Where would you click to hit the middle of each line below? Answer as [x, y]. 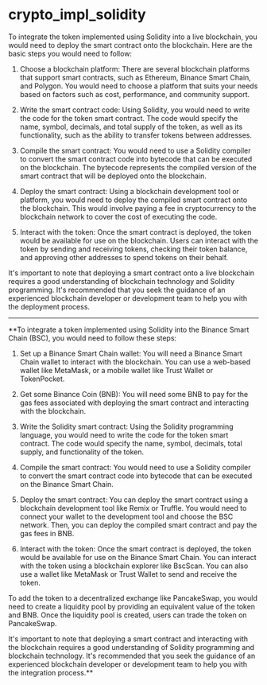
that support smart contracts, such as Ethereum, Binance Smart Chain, [135, 77]
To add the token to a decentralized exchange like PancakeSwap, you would [133, 597]
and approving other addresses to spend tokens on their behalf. [124, 257]
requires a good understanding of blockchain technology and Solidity [122, 281]
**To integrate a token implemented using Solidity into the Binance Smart [129, 329]
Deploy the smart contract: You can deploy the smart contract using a [134, 500]
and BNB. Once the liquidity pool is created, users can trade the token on [128, 615]
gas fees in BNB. [47, 533]
